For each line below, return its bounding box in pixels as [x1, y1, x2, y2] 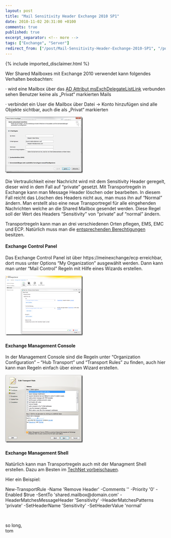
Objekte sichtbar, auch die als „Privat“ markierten [5, 106, 108, 112]
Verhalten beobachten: [5, 76, 53, 82]
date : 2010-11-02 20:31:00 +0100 [5, 19, 76, 24]
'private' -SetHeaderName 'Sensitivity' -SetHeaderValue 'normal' [5, 503, 142, 509]
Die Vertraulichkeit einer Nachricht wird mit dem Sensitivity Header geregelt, [5, 178, 166, 184]
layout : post [5, 8, 33, 13]
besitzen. [5, 231, 25, 237]
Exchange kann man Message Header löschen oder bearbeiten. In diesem [5, 189, 161, 195]
